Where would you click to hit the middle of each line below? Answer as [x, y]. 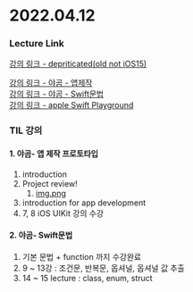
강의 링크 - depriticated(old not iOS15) [78, 64]
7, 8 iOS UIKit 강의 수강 [63, 213]
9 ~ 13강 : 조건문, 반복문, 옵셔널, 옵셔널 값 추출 [103, 268]
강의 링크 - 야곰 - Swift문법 [57, 94]
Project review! [50, 183]
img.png [51, 193]
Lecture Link [37, 44]
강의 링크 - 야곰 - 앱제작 [51, 83]
